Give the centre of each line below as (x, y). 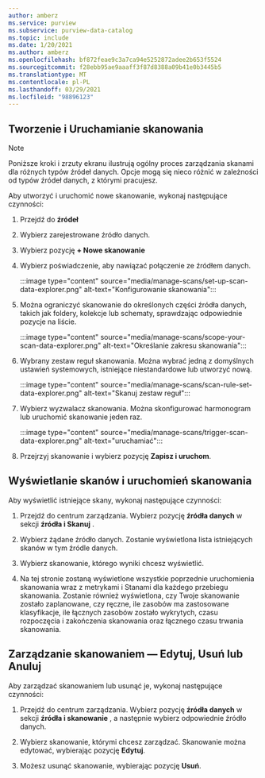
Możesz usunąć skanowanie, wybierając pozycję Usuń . (110, 765)
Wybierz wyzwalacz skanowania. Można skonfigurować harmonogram (135, 409)
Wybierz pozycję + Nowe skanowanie (82, 250)
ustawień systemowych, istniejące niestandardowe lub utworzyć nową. (136, 369)
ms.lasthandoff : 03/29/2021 (55, 89)
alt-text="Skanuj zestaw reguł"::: (137, 393)
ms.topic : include (38, 38)
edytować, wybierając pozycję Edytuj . (82, 750)
